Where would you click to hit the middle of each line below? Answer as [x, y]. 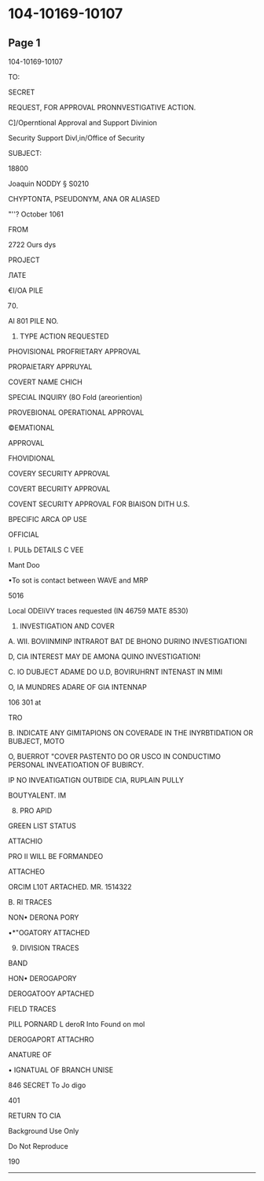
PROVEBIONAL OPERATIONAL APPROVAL [76, 413]
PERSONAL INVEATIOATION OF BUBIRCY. [76, 765]
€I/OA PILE [26, 291]
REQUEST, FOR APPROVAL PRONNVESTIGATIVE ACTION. [102, 107]
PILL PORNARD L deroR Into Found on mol [77, 1024]
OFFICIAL [24, 535]
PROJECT [24, 260]
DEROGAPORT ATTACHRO [51, 1039]
